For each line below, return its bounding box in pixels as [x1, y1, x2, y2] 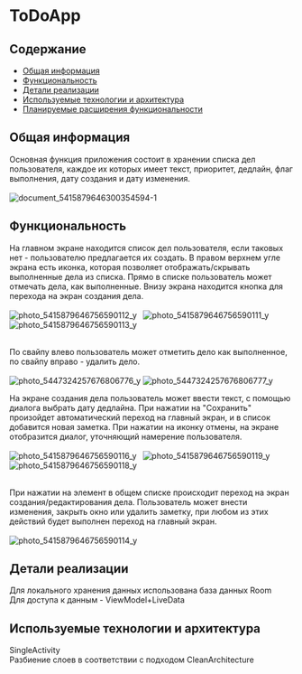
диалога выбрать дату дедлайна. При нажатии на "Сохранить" [9, 402, 252, 413]
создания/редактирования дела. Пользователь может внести [9, 496, 248, 507]
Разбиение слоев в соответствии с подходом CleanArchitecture [9, 654, 254, 665]
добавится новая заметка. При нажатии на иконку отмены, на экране [9, 421, 279, 432]
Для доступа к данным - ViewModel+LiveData [9, 594, 185, 605]
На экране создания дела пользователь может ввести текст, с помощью [9, 392, 291, 403]
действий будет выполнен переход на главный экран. [9, 516, 217, 527]
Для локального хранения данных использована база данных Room [9, 585, 272, 596]
